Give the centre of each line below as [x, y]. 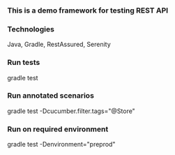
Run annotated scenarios [51, 96]
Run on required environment [58, 129]
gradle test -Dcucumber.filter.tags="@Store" [71, 111]
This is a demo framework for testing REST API [88, 10]
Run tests [24, 63]
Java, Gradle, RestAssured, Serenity [59, 45]
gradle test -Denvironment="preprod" [61, 145]
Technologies [31, 29]
